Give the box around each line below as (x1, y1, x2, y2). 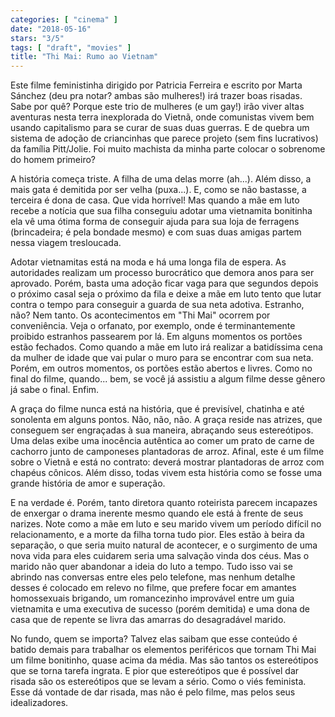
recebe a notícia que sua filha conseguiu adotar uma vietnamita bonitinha (10, 205, 313, 217)
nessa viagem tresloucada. (10, 237, 122, 249)
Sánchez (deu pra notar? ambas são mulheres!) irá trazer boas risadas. (10, 90, 303, 102)
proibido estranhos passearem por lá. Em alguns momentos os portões (10, 331, 303, 343)
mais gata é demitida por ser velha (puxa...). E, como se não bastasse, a (10, 184, 307, 196)
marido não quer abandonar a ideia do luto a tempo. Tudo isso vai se (10, 561, 293, 573)
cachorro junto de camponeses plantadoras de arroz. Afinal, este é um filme (10, 446, 325, 458)
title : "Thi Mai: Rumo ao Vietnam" (10, 52, 159, 62)
